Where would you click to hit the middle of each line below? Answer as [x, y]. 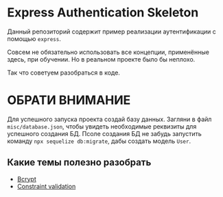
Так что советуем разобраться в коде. [63, 73]
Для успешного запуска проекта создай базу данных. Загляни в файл [109, 119]
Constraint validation [46, 186]
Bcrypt [26, 179]
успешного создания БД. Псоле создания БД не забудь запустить [105, 133]
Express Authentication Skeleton [103, 13]
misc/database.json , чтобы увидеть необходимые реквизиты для [102, 126]
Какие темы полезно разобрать [79, 162]
